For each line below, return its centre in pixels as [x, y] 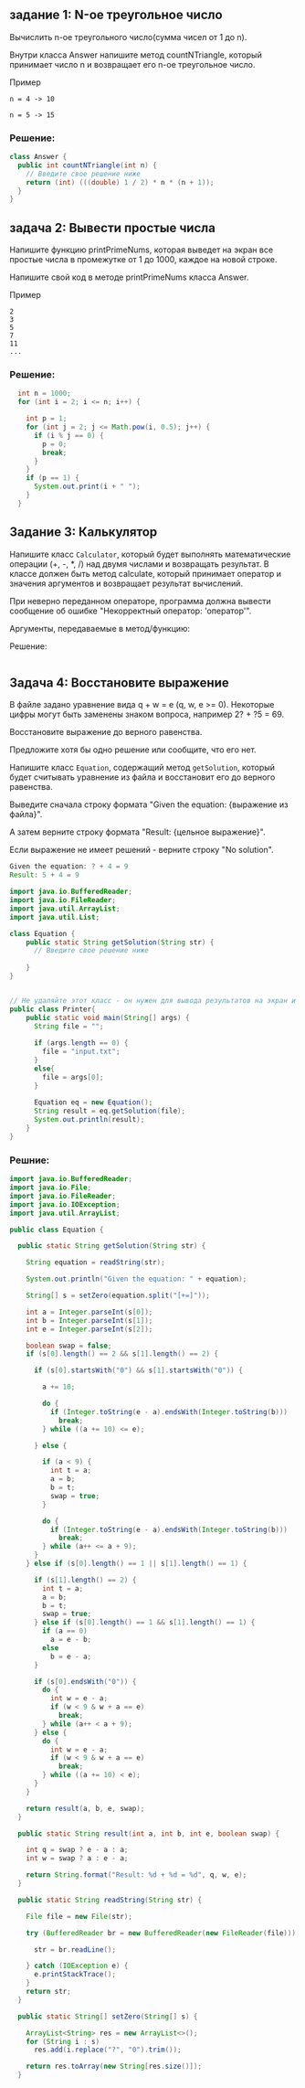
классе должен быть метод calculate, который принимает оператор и [145, 573]
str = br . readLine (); [75, 1950]
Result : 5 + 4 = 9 [44, 875]
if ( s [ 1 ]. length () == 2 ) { [85, 1580]
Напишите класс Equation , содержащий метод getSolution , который [142, 768]
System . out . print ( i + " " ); [87, 487]
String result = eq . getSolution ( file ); [109, 1111]
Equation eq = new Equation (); [93, 1103]
